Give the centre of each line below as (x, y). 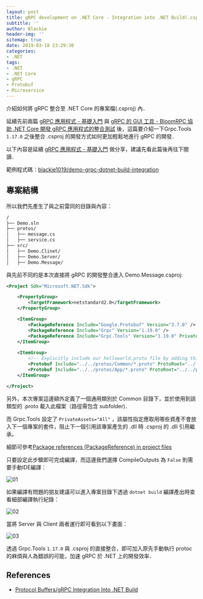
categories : (21, 51)
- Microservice (25, 91)
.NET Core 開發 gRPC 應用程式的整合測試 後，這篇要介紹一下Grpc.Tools (102, 129)
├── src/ (17, 246)
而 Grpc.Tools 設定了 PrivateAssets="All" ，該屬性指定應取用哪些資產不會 (99, 419)
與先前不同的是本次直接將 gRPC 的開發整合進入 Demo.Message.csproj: (95, 275)
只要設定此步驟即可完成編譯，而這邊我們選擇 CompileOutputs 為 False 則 (97, 460)
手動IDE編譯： (29, 467)
